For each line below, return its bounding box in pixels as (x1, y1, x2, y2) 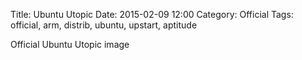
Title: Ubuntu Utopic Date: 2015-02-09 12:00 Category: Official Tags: (10, 9, 294, 20)
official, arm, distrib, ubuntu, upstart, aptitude (10, 19, 198, 31)
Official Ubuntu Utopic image (10, 39, 130, 50)
